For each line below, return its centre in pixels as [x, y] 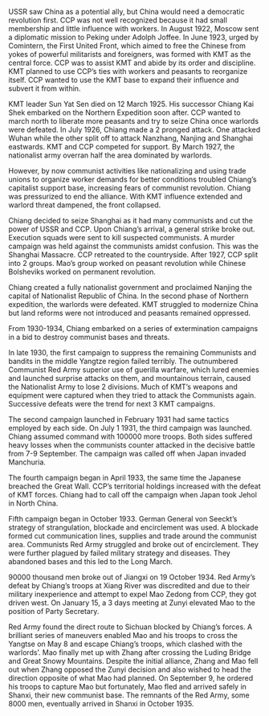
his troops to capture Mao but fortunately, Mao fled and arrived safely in [128, 687]
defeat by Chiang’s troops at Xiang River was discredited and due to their [129, 585]
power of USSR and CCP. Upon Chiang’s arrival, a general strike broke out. [132, 229]
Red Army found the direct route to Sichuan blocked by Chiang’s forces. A [130, 627]
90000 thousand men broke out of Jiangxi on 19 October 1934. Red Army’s [132, 577]
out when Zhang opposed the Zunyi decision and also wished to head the [130, 669]
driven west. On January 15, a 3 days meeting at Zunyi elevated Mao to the [132, 603]
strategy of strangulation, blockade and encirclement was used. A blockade [133, 527]
